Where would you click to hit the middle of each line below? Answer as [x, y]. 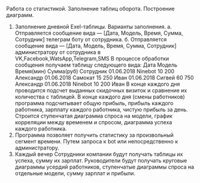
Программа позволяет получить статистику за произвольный [94, 135]
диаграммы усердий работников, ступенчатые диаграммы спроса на [104, 167]
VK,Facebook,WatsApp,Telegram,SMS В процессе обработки [92, 58]
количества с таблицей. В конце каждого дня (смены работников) [100, 97]
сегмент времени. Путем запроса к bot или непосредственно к [96, 141]
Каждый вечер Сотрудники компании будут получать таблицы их [99, 154]
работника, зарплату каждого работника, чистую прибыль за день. [101, 109]
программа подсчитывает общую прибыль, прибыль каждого [94, 103]
